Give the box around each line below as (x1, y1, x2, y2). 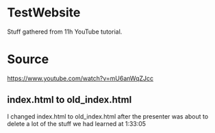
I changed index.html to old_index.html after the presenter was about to (7, 112, 209, 121)
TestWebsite (7, 5, 81, 21)
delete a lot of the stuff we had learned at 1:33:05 (7, 119, 146, 128)
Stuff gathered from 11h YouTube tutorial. (7, 27, 123, 36)
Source (7, 51, 49, 67)
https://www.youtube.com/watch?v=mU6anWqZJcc (7, 74, 154, 82)
